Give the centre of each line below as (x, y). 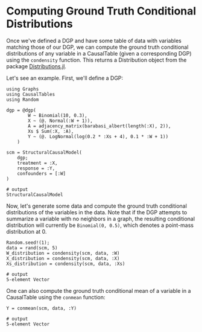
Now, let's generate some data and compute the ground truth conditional (96, 206)
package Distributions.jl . (36, 66)
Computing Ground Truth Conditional (101, 11)
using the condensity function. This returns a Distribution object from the (96, 60)
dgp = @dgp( (21, 110)
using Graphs (23, 89)
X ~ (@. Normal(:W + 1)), (61, 121)
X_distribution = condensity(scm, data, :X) (63, 258)
